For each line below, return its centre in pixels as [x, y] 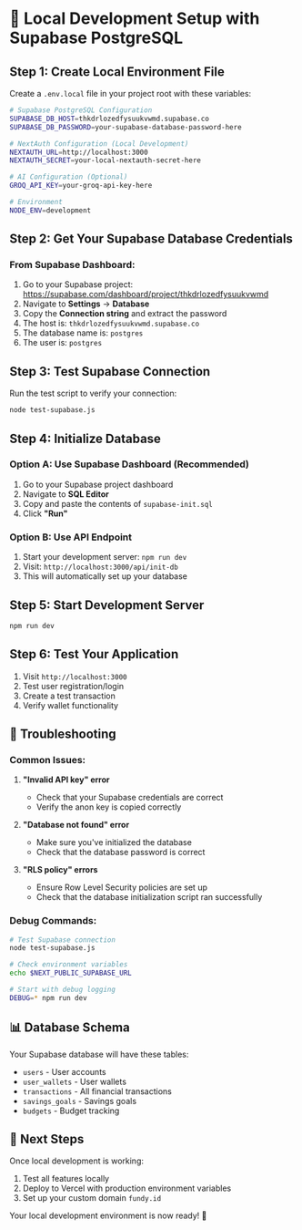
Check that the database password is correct [121, 853]
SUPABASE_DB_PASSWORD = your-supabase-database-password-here [126, 127]
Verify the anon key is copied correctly [109, 807]
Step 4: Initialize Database [86, 438]
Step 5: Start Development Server [107, 605]
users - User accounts [64, 1071]
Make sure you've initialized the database [114, 842]
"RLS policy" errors [60, 870]
